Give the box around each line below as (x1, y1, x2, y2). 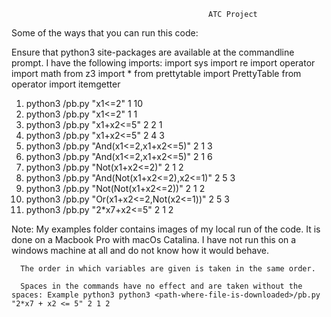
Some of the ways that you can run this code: (11, 27, 199, 39)
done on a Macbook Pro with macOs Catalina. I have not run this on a (11, 234, 297, 245)
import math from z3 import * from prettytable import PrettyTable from (11, 68, 302, 79)
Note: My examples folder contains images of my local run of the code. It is (11, 223, 321, 235)
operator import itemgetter (11, 78, 121, 90)
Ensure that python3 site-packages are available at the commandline (11, 46, 295, 58)
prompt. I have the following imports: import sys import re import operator (11, 57, 316, 69)
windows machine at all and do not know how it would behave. (11, 245, 269, 256)
